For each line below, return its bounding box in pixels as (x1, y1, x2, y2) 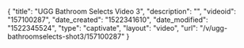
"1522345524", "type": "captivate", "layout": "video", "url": (7, 24, 199, 32)
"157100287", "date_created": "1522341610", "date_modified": (7, 15, 208, 24)
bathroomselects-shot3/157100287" (7, 31, 125, 41)
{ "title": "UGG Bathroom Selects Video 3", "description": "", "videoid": (7, 7, 237, 16)
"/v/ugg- (200, 24, 227, 32)
